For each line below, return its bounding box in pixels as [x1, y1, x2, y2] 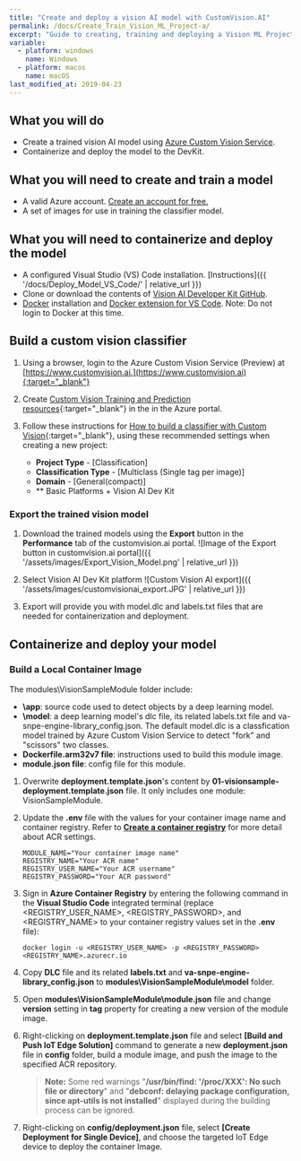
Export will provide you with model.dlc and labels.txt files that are [21, 602, 263, 612]
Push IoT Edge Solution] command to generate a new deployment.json [21, 1039, 288, 1050]
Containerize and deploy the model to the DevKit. [21, 146, 204, 157]
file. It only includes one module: [125, 785, 246, 796]
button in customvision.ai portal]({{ [21, 548, 151, 559]
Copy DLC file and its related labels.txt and [21, 966, 183, 977]
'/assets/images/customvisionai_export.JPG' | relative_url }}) [21, 584, 246, 594]
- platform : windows [17, 47, 94, 56]
